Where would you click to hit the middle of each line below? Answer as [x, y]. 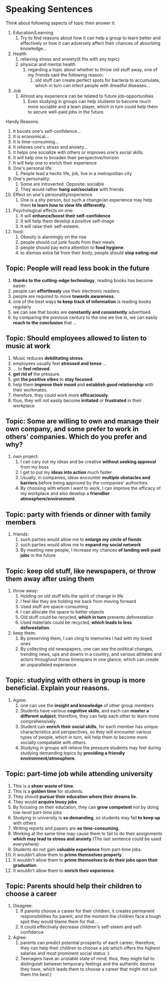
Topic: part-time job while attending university [79, 774]
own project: [26, 457]
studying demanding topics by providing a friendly [73, 753]
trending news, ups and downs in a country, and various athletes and [91, 654]
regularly [22, 306]
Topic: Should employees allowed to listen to [76, 339]
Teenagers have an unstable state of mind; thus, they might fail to [87, 959]
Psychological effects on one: [43, 210]
